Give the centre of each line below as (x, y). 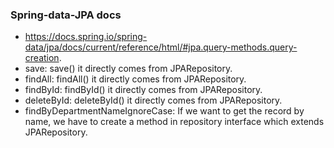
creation (42, 58)
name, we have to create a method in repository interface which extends (174, 122)
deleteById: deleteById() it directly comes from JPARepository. (153, 100)
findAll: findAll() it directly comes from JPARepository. (135, 79)
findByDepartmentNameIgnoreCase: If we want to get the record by (164, 111)
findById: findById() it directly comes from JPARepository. (143, 90)
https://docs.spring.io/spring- (86, 37)
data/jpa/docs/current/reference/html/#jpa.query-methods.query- (161, 47)
